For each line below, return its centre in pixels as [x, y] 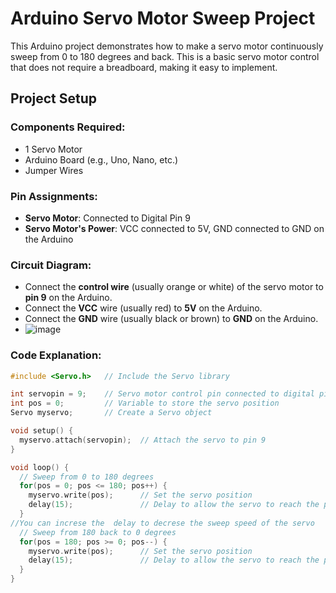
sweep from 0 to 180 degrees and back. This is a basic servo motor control [165, 56]
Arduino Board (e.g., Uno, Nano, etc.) [101, 159]
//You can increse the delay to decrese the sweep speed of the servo [162, 523]
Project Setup [54, 98]
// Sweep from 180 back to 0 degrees [98, 532]
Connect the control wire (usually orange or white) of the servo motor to [174, 287]
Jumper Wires [54, 170]
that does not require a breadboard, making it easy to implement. [144, 67]
